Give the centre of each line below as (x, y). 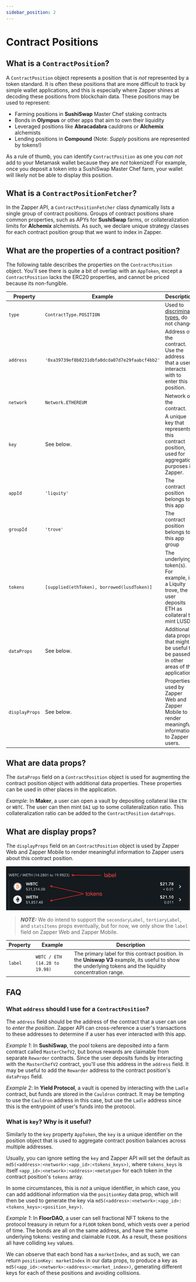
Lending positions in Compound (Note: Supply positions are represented (102, 139)
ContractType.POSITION (72, 315)
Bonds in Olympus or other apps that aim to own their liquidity (89, 120)
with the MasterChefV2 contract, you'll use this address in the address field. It (97, 1064)
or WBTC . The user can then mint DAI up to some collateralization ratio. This (95, 807)
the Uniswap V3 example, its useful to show (127, 960)
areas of (175, 666)
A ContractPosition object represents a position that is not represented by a (97, 78)
